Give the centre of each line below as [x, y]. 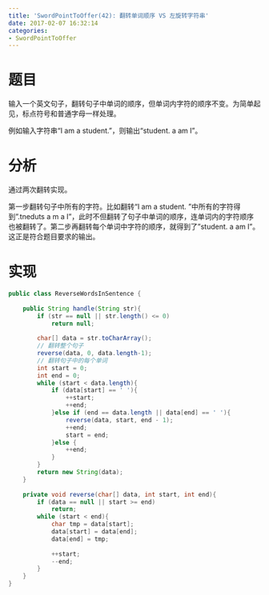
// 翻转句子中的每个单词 [72, 361]
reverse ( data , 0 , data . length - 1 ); [94, 353]
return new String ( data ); [80, 473]
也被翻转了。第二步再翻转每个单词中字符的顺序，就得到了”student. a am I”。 [134, 227]
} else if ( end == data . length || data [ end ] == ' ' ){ [141, 413]
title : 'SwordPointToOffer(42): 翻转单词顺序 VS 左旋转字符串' [109, 16]
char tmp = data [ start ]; [92, 525]
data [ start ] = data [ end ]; [94, 532]
